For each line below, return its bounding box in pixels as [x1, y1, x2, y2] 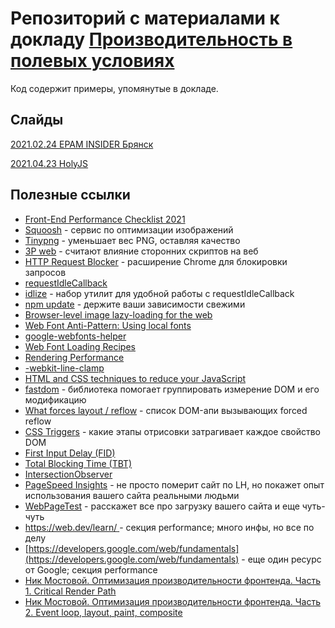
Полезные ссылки [10, 187, 131, 204]
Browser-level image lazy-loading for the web [24, 308, 213, 321]
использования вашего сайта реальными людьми [24, 489, 240, 501]
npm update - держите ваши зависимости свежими [24, 298, 246, 310]
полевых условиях [10, 50, 175, 72]
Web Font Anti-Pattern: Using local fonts [24, 319, 192, 331]
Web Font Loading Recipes [24, 340, 136, 352]
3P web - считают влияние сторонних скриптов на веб [24, 245, 259, 257]
